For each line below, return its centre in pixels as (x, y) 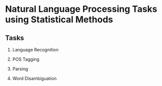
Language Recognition (35, 50)
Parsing (20, 69)
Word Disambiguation (35, 78)
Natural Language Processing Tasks (81, 9)
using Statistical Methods (59, 20)
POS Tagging (26, 59)
